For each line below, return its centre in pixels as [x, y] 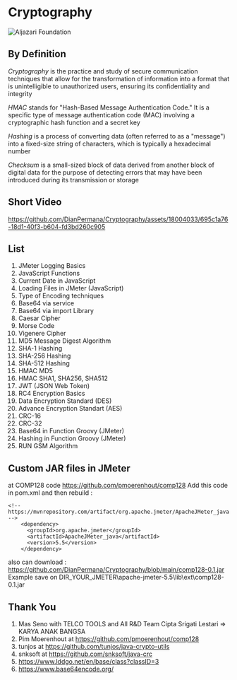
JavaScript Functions [49, 274]
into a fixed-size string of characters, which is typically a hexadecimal [109, 143]
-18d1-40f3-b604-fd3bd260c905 [57, 226]
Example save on [33, 578]
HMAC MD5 [36, 371]
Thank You [32, 607]
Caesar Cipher [39, 318]
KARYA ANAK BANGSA [52, 631]
